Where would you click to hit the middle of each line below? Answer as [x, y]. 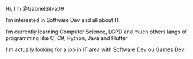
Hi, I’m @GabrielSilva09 [35, 9]
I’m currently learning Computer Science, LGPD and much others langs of [96, 32]
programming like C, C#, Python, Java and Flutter [67, 38]
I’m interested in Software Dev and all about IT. [63, 20]
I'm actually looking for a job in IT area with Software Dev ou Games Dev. [96, 49]
